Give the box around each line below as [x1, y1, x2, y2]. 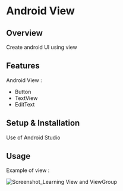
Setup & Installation [6, 118, 80, 129]
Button [14, 88, 31, 95]
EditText [14, 101, 35, 108]
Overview [6, 28, 43, 38]
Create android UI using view [6, 43, 77, 51]
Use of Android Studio [6, 134, 61, 141]
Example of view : [6, 167, 50, 174]
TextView [14, 94, 38, 102]
